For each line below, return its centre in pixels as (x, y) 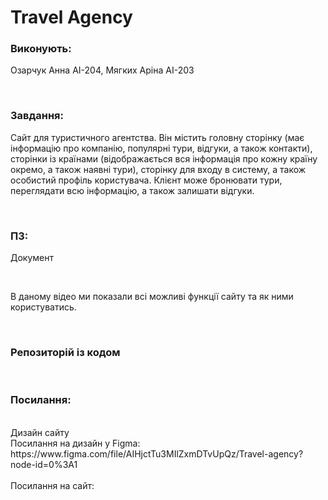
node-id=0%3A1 (44, 464)
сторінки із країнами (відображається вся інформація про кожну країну (164, 158)
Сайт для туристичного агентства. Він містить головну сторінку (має (157, 137)
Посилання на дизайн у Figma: (75, 443)
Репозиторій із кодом (65, 352)
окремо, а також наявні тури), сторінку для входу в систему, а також (158, 169)
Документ (32, 258)
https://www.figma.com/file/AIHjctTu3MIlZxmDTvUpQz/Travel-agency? (157, 453)
